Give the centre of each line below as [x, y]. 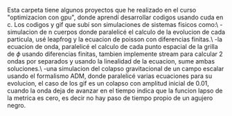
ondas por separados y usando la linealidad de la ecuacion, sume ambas [111, 61]
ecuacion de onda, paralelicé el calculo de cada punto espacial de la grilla [113, 47]
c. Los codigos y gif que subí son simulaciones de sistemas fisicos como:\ [113, 25]
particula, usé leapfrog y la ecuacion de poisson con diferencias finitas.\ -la [115, 39]
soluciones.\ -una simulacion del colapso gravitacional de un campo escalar [116, 69]
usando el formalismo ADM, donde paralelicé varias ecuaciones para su [110, 76]
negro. [17, 105]
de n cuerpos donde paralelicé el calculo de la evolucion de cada [132, 32]
